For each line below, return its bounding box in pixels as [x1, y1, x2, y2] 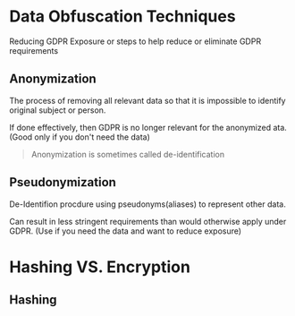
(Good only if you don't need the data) [9, 132, 150, 142]
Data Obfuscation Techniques [9, 6, 236, 27]
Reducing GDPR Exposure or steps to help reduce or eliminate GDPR [9, 36, 262, 47]
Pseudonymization [9, 175, 116, 190]
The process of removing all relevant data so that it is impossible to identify [9, 95, 286, 106]
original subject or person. [9, 105, 106, 115]
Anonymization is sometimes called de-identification [30, 149, 225, 159]
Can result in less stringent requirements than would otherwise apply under [9, 216, 287, 226]
